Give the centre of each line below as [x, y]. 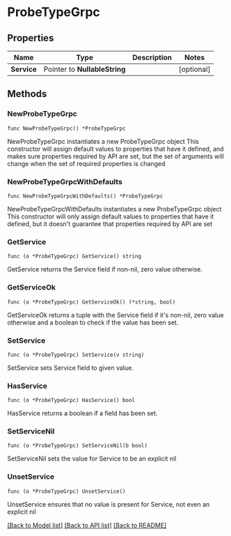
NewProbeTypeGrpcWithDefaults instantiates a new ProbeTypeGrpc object [114, 209]
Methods [27, 94]
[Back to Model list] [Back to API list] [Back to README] [87, 525]
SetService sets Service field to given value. [70, 368]
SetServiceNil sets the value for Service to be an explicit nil [92, 459]
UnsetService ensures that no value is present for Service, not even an [109, 504]
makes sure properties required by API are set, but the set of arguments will [115, 156]
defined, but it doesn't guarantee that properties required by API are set [110, 223]
